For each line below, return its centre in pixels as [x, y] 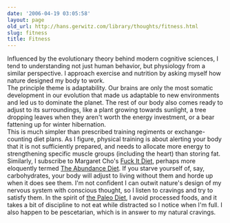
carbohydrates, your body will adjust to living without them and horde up [110, 176]
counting [20, 139]
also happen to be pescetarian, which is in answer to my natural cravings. [112, 212]
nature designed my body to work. [56, 81]
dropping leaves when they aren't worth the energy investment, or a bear [111, 117]
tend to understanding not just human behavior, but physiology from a [106, 66]
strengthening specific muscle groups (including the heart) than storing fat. [114, 154]
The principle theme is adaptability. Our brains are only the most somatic [110, 88]
